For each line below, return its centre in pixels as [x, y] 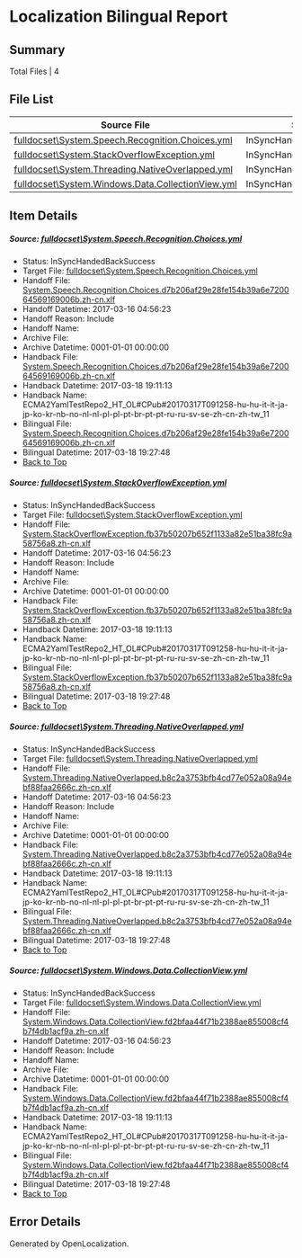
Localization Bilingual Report [119, 17]
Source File [125, 125]
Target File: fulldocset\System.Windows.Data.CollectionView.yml [142, 1003]
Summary [37, 50]
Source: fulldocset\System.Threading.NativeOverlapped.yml [127, 727]
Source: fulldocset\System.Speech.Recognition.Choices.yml [126, 238]
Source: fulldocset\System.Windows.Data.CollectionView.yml [129, 970]
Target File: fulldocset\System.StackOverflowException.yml [132, 515]
